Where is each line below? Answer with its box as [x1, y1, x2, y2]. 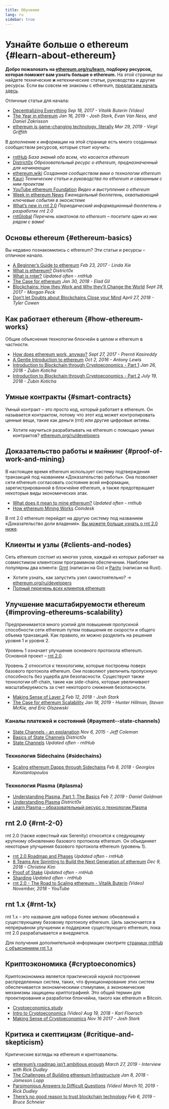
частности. [5, 341, 29, 348]
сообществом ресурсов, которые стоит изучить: [5, 144, 111, 150]
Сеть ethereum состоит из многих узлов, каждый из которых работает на [5, 554, 164, 560]
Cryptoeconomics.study [12, 1004, 63, 1011]
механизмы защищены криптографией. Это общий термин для [5, 989, 141, 995]
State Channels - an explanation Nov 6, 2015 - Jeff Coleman [12, 729, 138, 735]
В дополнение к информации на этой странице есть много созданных [5, 139, 157, 145]
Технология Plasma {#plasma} [5, 782, 83, 789]
